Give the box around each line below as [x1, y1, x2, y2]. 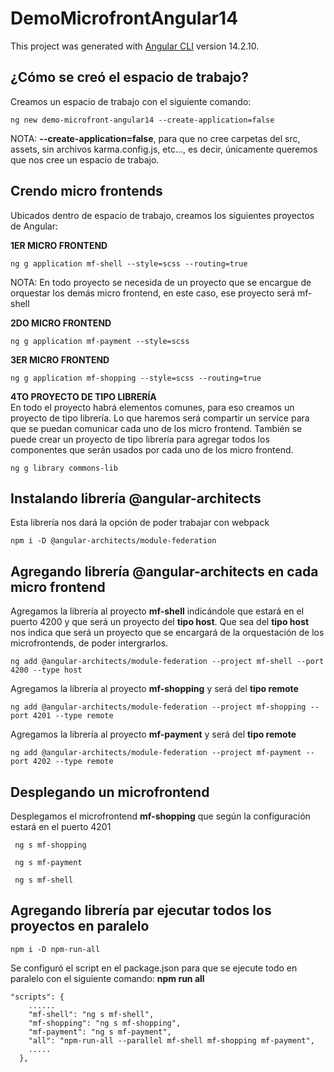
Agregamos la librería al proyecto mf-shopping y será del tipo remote [10, 683, 299, 695]
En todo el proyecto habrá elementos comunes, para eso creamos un [10, 401, 295, 413]
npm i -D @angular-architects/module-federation [10, 536, 217, 546]
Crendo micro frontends [10, 183, 163, 200]
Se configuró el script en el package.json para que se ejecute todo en [10, 962, 298, 974]
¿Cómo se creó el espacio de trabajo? [10, 69, 249, 86]
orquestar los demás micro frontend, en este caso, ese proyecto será [10, 287, 295, 299]
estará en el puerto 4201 [10, 821, 112, 832]
